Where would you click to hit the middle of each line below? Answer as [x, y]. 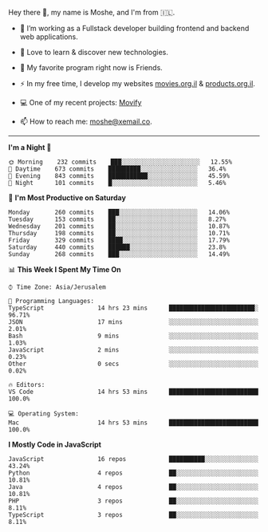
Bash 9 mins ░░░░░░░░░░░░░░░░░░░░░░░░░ [134, 336]
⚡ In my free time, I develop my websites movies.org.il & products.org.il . [137, 83]
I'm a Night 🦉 [30, 147]
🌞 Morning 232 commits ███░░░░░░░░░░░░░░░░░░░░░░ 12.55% [120, 162]
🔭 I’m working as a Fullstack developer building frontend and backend [134, 28]
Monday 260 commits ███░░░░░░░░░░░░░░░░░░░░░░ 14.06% [119, 212]
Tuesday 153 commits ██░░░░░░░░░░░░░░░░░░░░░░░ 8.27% [117, 219]
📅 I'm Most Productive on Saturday [67, 198]
